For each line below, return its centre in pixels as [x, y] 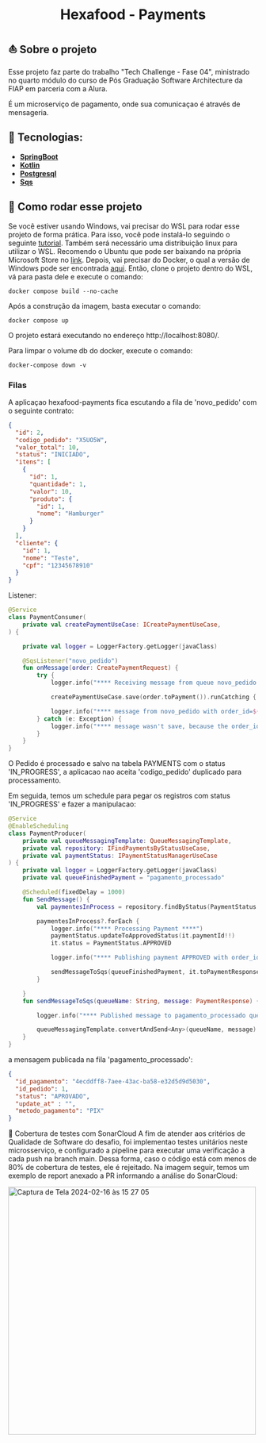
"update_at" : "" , [46, 1104]
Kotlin [30, 165]
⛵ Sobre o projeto [53, 49]
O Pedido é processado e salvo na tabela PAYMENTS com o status [117, 764]
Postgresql [38, 173]
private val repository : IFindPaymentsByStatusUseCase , [117, 848]
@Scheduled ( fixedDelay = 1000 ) [74, 892]
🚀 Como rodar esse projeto [75, 207]
